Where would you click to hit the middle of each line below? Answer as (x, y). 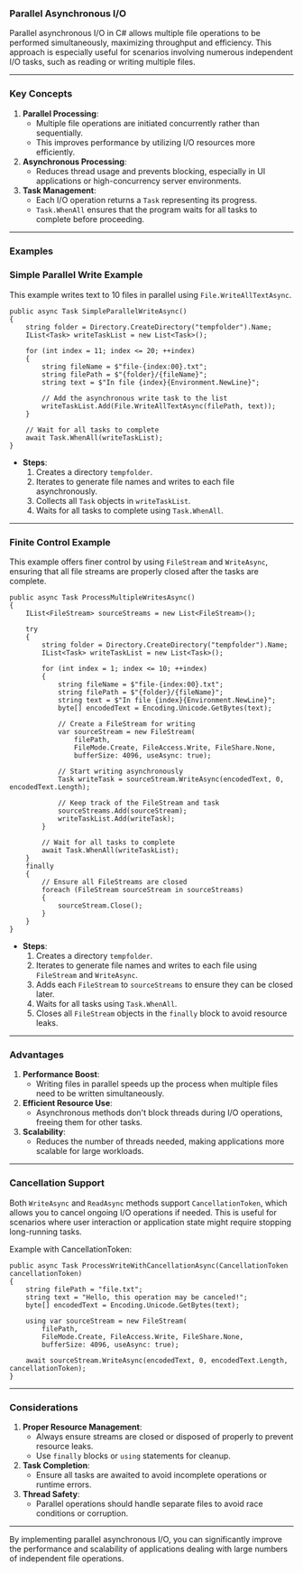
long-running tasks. (46, 1232)
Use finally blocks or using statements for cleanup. (133, 1456)
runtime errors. (64, 1485)
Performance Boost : (61, 1075)
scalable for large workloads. (90, 1151)
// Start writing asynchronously (120, 772)
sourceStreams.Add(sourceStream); (122, 811)
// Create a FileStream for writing (126, 724)
